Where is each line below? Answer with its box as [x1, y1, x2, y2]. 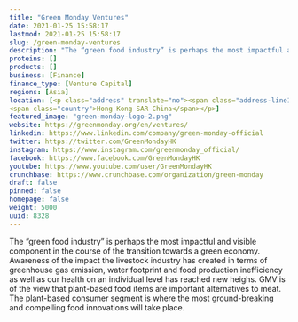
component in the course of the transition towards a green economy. [9, 246, 261, 256]
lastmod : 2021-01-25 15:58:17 [9, 29, 122, 38]
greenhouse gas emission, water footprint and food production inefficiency [9, 264, 284, 275]
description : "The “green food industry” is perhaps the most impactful [9, 46, 284, 55]
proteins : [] [9, 54, 58, 63]
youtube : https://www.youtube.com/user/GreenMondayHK [9, 162, 213, 171]
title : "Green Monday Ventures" [9, 12, 129, 22]
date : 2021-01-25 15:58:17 [9, 21, 109, 30]
